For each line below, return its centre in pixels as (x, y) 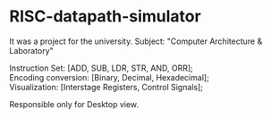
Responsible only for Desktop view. (74, 104)
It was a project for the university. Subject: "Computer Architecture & (136, 41)
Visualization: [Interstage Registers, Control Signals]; (106, 87)
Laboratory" (31, 50)
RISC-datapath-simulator (105, 17)
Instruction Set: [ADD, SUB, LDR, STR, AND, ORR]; (102, 68)
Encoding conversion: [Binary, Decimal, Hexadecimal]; (110, 77)
